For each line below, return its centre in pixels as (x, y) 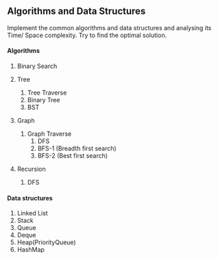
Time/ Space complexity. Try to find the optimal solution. (87, 35)
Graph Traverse (49, 134)
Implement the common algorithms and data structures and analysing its (109, 27)
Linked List (32, 213)
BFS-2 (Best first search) (73, 156)
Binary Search (37, 66)
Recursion (31, 169)
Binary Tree (44, 100)
